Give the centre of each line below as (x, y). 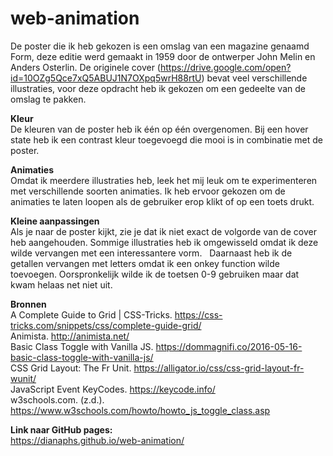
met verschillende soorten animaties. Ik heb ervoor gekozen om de (148, 191)
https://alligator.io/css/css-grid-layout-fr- (219, 368)
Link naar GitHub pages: (61, 429)
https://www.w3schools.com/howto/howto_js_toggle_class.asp (140, 410)
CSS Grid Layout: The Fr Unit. (71, 368)
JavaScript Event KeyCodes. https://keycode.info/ (113, 389)
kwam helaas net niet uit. (61, 284)
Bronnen (28, 304)
